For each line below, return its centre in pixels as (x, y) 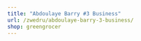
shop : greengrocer (34, 26)
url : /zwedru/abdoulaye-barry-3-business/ (70, 20)
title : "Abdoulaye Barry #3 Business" (64, 14)
